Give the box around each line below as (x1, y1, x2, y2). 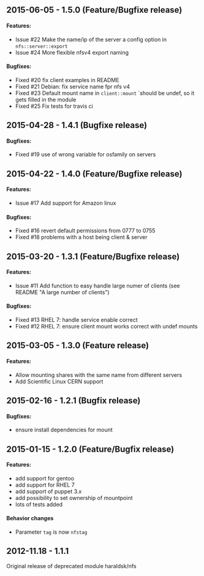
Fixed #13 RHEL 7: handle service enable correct (15, 316, 138, 324)
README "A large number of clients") (15, 288, 110, 296)
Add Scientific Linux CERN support (15, 377, 104, 385)
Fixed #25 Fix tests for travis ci (15, 102, 93, 110)
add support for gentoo (15, 474, 75, 482)
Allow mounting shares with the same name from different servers (15, 371, 183, 379)
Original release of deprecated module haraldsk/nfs (6, 562, 137, 569)
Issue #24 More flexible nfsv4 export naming (15, 48, 129, 56)
